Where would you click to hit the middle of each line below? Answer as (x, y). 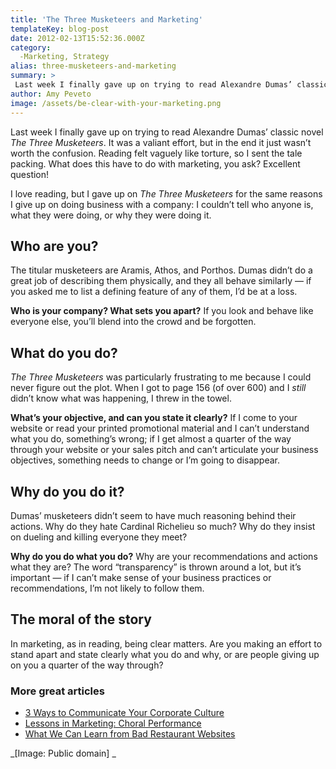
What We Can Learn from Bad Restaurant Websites (130, 734)
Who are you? (54, 246)
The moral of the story (81, 619)
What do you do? (64, 352)
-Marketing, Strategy (64, 57)
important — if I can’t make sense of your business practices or (141, 577)
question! (30, 174)
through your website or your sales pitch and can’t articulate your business (164, 450)
